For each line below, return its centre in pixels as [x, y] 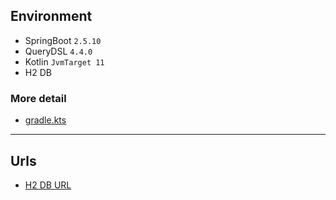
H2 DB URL [48, 185]
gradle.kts [45, 120]
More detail [38, 98]
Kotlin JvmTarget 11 [64, 61]
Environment [51, 16]
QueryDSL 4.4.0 [58, 51]
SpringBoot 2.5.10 [63, 40]
